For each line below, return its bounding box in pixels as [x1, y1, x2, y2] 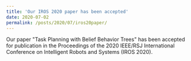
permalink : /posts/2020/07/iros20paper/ [6, 20, 108, 25]
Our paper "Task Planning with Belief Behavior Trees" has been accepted [6, 36, 185, 43]
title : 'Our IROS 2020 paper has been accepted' [6, 8, 129, 15]
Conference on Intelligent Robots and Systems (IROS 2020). [6, 49, 153, 56]
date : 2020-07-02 [6, 14, 49, 20]
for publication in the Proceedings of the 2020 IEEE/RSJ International [6, 42, 175, 49]
